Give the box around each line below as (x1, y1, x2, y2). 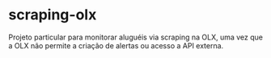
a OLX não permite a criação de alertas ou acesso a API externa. (8, 40, 224, 50)
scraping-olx (8, 6, 97, 24)
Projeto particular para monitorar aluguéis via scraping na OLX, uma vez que (8, 32, 264, 42)
